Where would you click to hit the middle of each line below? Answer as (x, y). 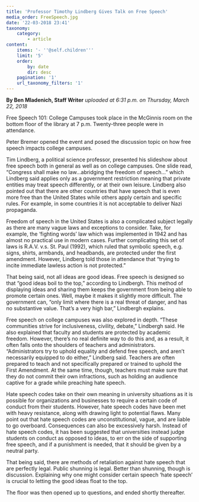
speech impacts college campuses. (49, 148)
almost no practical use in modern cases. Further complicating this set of (95, 240)
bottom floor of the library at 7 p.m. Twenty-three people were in (85, 124)
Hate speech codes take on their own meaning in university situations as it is (99, 394)
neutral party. (23, 451)
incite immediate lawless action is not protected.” (66, 265)
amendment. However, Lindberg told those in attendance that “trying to (93, 259)
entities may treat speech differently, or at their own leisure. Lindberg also (96, 185)
